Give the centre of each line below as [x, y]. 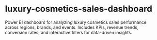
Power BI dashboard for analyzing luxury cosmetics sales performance [76, 22]
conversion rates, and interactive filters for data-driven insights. [69, 32]
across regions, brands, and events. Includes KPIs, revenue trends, [72, 27]
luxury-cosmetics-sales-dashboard [79, 9]
